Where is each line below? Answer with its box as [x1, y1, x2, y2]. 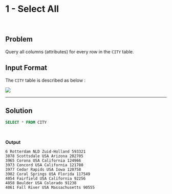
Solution [5, 106, 33, 115]
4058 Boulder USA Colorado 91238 [5, 181, 77, 186]
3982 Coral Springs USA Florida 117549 [5, 171, 91, 177]
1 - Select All [5, 3, 59, 15]
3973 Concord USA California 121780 [5, 163, 83, 168]
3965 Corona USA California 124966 [5, 158, 81, 163]
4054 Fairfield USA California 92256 [5, 176, 86, 181]
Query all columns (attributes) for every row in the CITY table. [5, 48, 134, 54]
